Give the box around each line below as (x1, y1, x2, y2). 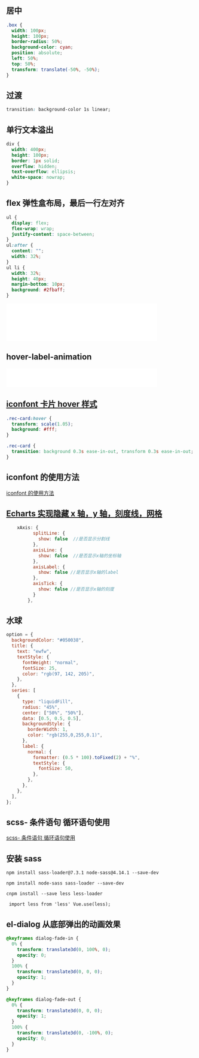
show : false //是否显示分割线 (38, 536, 110, 542)
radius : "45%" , (22, 704, 60, 710)
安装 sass (6, 853, 42, 864)
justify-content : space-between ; (11, 231, 95, 237)
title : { (11, 643, 33, 649)
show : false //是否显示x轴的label (38, 570, 119, 576)
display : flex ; (11, 220, 50, 226)
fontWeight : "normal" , (22, 660, 79, 666)
